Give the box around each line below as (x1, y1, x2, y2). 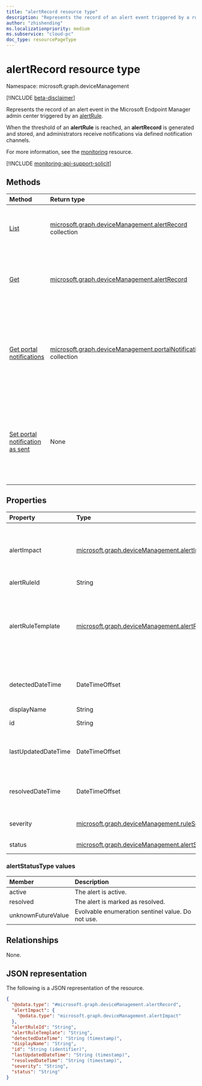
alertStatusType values (6, 862, 76, 870)
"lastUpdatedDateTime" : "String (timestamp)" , (11, 1052, 130, 1058)
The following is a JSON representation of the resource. (6, 984, 144, 992)
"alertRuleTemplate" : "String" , (11, 1030, 93, 1036)
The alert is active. (75, 888, 127, 896)
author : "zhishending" (6, 20, 63, 26)
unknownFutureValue (9, 911, 69, 920)
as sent (9, 445, 30, 453)
